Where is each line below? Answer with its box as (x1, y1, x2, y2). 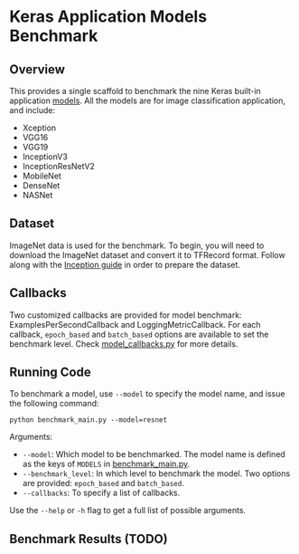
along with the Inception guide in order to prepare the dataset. (9, 259, 241, 270)
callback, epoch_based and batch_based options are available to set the (9, 329, 269, 339)
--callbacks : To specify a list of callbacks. (22, 487, 181, 499)
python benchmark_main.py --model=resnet (9, 415, 168, 425)
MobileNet (22, 170, 61, 181)
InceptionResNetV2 (22, 161, 95, 171)
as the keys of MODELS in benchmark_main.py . (22, 459, 191, 470)
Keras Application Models (9, 6, 208, 27)
